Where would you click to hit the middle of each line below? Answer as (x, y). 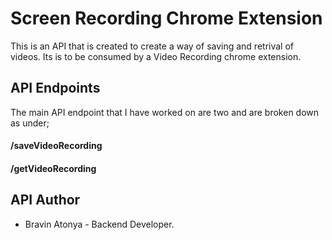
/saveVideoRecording (56, 146)
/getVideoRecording (53, 168)
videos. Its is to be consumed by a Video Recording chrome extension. (156, 56)
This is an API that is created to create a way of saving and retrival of (152, 46)
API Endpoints (55, 88)
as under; (30, 123)
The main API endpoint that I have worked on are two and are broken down (165, 112)
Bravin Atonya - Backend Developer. (99, 224)
